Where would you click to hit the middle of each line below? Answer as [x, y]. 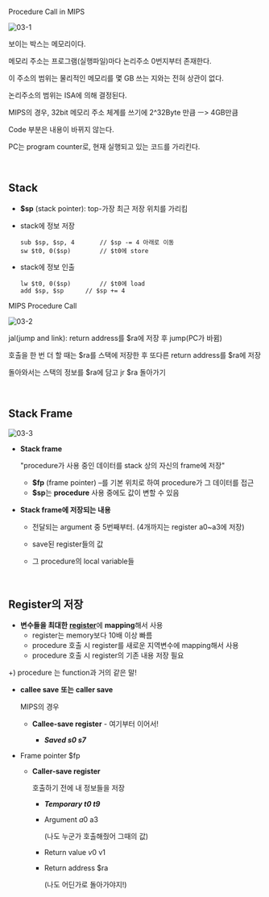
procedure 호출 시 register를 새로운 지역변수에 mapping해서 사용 [135, 646]
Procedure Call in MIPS [47, 12]
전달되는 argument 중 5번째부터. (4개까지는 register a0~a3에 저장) [138, 526]
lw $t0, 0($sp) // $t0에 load [82, 284]
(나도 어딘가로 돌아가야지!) [85, 885]
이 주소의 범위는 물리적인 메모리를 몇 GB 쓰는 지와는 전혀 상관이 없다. [116, 78]
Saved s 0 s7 [65, 740]
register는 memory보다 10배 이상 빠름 [92, 635]
